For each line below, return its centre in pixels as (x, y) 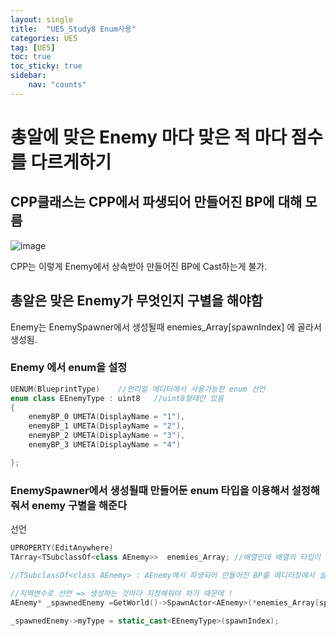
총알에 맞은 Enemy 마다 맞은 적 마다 (148, 137)
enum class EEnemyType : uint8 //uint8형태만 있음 (117, 398)
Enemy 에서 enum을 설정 (69, 368)
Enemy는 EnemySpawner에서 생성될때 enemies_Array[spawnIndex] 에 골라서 (166, 327)
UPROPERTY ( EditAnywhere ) (62, 548)
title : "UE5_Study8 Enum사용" (73, 29)
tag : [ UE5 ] (33, 47)
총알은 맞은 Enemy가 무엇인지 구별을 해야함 (136, 301)
